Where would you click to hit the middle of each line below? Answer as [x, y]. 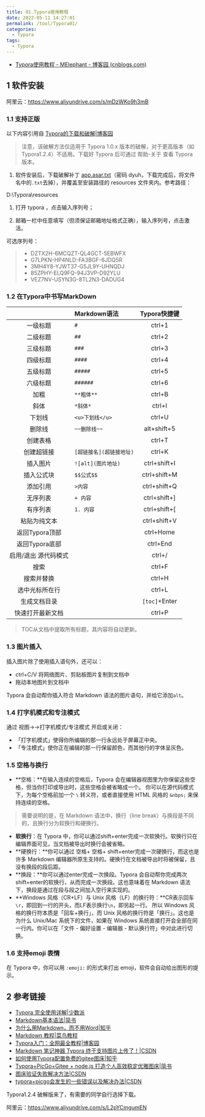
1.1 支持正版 [23, 119]
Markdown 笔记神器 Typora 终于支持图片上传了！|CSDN [86, 1051]
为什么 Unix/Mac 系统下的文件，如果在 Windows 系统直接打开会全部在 [104, 921]
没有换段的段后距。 [39, 867]
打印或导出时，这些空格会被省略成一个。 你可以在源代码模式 [118, 787]
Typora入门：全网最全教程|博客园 [57, 1043]
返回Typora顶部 [39, 533]
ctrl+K [160, 452]
